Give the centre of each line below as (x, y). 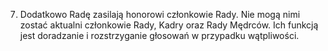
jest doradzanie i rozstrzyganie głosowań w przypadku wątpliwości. (159, 35)
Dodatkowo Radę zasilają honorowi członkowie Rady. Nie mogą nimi (160, 14)
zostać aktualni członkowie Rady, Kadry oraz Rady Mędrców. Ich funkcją (169, 25)
